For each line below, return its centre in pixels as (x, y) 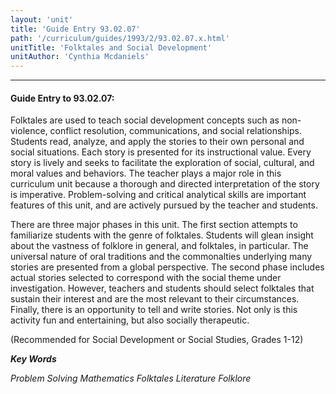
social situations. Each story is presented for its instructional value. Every (161, 152)
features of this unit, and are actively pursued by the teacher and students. (164, 205)
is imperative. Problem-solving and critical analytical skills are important (158, 195)
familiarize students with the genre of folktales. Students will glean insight (162, 235)
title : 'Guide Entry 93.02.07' (75, 29)
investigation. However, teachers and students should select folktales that (162, 288)
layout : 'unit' (42, 19)
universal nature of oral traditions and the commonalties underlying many (161, 257)
